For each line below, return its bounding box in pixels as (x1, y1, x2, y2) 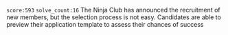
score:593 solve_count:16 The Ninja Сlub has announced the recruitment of (6, 6, 220, 14)
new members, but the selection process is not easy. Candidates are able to (6, 13, 221, 21)
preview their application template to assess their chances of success (6, 21, 204, 28)
